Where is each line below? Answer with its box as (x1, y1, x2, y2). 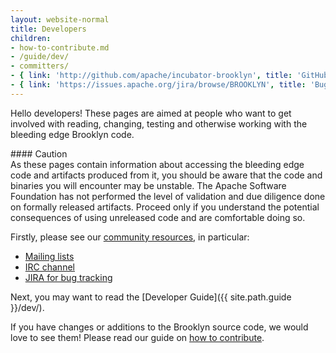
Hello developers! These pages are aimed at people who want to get (10, 107, 292, 119)
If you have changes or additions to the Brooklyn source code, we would (10, 321, 309, 333)
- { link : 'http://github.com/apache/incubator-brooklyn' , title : (10, 71, 293, 81)
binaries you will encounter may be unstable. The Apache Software (10, 179, 287, 191)
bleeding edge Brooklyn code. (10, 128, 135, 140)
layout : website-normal (10, 14, 110, 25)
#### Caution (10, 147, 68, 160)
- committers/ (10, 61, 70, 71)
